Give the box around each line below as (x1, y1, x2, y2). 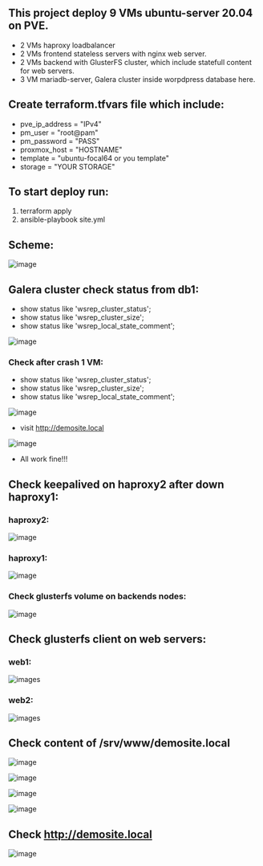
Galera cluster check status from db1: (8, 283, 199, 296)
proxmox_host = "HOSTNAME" (19, 145, 123, 154)
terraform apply (19, 206, 72, 216)
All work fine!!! (19, 454, 68, 464)
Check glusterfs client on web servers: (8, 632, 207, 646)
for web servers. (19, 66, 75, 76)
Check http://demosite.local (8, 827, 152, 841)
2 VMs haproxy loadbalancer (19, 40, 116, 50)
